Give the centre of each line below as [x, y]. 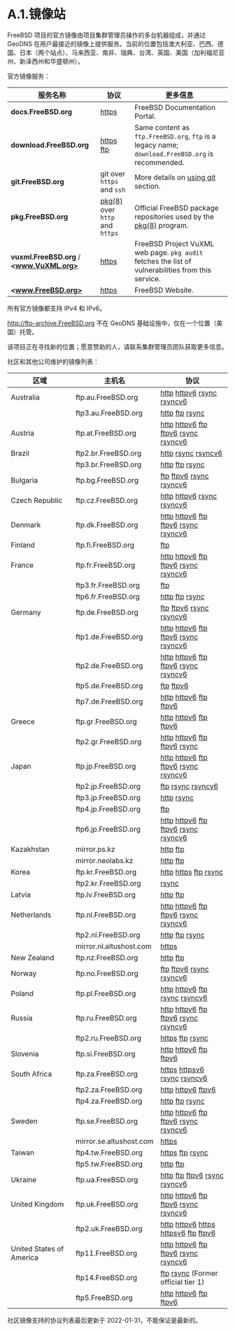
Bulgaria [24, 480]
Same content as [162, 127]
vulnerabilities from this [173, 270]
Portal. [145, 116]
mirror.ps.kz [95, 849]
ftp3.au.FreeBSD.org [109, 413]
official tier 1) [183, 1282]
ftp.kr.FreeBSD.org [106, 871]
